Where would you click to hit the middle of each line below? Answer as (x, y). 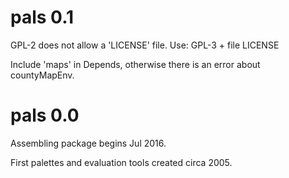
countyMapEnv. (42, 75)
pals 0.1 (42, 17)
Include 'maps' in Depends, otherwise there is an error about (135, 64)
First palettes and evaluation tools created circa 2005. (121, 162)
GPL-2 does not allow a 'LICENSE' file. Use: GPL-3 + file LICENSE (145, 45)
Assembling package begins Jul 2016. (88, 143)
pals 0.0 (45, 115)
